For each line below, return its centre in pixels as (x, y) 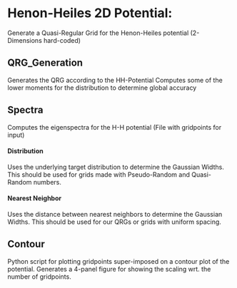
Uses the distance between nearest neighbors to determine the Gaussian (115, 214)
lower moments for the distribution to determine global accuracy (102, 88)
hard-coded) (62, 40)
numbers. (47, 182)
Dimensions (25, 40)
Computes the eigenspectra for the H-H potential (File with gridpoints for (115, 127)
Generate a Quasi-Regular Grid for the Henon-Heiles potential (98, 33)
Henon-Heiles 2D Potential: (90, 13)
